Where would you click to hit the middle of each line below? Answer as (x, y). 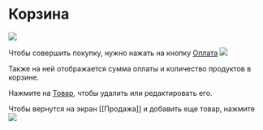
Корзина (39, 14)
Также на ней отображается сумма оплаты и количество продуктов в (130, 68)
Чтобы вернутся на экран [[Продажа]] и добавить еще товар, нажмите (132, 108)
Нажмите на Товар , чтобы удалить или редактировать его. (110, 93)
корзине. (24, 77)
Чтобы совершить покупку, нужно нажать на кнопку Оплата (113, 53)
